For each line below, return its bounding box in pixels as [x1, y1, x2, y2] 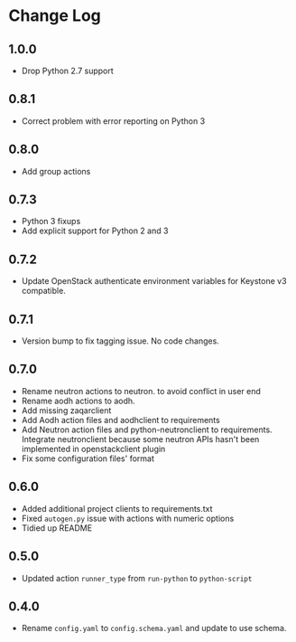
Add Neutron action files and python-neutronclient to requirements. [21, 424, 273, 435]
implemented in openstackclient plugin [21, 443, 166, 454]
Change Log [8, 5, 101, 26]
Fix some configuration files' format [21, 453, 154, 464]
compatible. [21, 286, 67, 297]
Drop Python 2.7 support [21, 65, 114, 76]
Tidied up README [21, 522, 92, 533]
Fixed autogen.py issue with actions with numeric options [21, 513, 235, 524]
